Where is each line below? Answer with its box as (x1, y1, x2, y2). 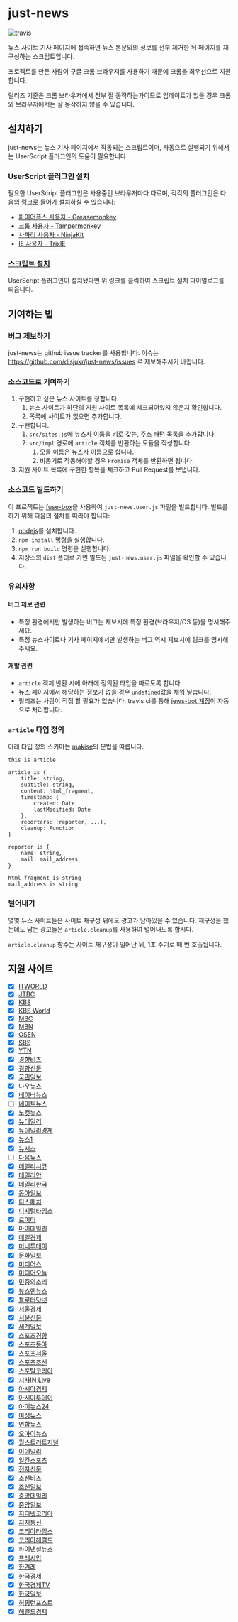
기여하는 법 (8, 307, 54, 320)
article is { (8, 769, 47, 776)
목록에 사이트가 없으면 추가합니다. (28, 412, 123, 420)
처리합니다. (31, 705, 62, 714)
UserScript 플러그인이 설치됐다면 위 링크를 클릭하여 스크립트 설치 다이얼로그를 (8, 276, 225, 285)
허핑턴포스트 (18, 1598, 54, 1606)
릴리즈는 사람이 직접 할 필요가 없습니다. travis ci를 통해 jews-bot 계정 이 (18, 696, 217, 704)
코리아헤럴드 (18, 1536, 54, 1545)
